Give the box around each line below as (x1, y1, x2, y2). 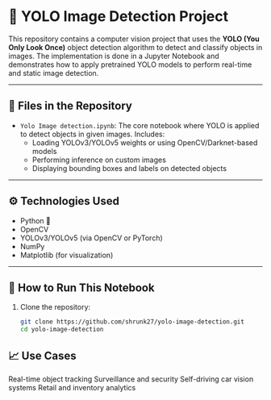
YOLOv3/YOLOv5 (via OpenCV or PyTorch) (19, 233, 163, 243)
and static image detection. (8, 68, 99, 77)
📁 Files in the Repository (8, 99, 133, 113)
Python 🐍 (19, 215, 51, 225)
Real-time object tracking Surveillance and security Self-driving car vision (8, 374, 254, 384)
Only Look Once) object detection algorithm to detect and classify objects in (8, 42, 263, 52)
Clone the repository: (19, 302, 91, 312)
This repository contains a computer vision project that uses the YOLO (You (8, 34, 260, 44)
